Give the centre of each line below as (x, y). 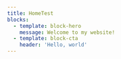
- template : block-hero (47, 26)
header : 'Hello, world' (54, 45)
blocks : (18, 20)
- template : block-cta (46, 39)
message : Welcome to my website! (67, 32)
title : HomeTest (30, 13)
